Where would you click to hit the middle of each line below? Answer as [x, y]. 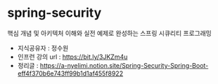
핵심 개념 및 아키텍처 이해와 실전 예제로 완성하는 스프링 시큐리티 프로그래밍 [110, 33]
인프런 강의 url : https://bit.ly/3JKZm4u [72, 57]
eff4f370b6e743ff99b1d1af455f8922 [70, 73]
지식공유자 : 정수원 [43, 48]
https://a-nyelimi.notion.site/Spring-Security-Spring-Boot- [124, 65]
